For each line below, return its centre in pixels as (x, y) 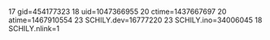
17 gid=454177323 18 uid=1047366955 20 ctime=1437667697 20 (118, 12)
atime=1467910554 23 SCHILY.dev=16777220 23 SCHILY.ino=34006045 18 (135, 20)
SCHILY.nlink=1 (34, 28)
